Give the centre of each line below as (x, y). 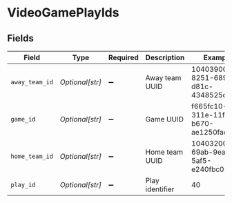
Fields (21, 38)
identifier (160, 189)
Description (165, 58)
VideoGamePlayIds (63, 13)
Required (124, 58)
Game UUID (165, 119)
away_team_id (32, 82)
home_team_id (32, 156)
